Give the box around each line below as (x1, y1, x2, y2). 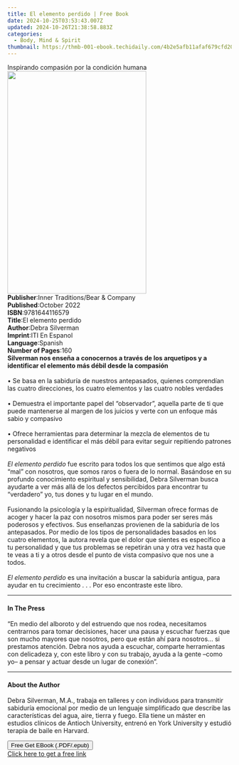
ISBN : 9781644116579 (7, 308, 70, 317)
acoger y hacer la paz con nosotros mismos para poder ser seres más (7, 513, 213, 521)
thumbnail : (7, 43, 40, 51)
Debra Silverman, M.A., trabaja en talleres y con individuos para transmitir (7, 696, 224, 705)
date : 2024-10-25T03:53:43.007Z (7, 17, 103, 24)
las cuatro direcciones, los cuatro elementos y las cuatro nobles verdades (7, 384, 224, 392)
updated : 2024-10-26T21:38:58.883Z (7, 24, 113, 31)
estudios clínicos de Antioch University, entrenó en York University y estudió (7, 719, 232, 727)
